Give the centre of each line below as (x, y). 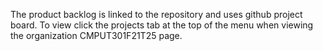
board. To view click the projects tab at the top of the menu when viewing (162, 25)
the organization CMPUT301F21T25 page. (96, 35)
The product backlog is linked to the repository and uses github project (156, 14)
